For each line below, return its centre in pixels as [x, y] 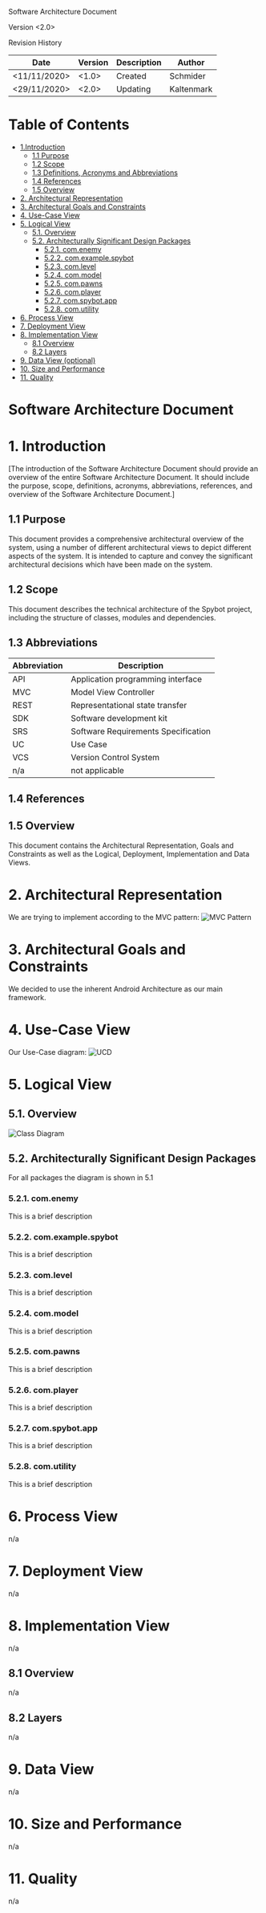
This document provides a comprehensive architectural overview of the [126, 539]
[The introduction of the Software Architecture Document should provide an [133, 469]
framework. [27, 997]
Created [131, 76]
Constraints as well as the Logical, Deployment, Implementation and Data [129, 853]
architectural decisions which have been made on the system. [111, 564]
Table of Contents [69, 125]
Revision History [35, 43]
